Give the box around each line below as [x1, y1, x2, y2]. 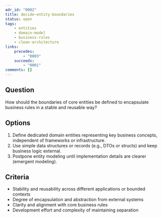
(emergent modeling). [12, 158, 57, 164]
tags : [5, 21, 16, 26]
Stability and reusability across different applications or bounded [12, 186, 146, 192]
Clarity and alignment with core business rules [12, 202, 108, 208]
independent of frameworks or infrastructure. [12, 137, 106, 143]
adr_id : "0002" [5, 7, 37, 12]
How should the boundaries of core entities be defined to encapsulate [5, 99, 149, 105]
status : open [5, 16, 32, 21]
